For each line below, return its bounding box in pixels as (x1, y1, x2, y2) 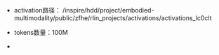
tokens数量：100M (13, 29, 68, 36)
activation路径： (13, 6, 61, 14)
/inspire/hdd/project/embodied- (62, 6, 154, 14)
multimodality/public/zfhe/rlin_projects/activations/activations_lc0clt (13, 14, 212, 22)
